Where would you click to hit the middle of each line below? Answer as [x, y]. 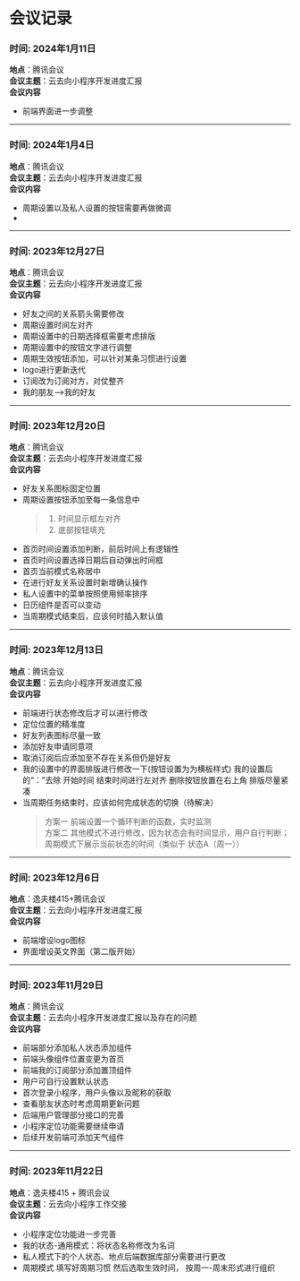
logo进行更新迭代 [54, 370]
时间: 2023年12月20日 [58, 426]
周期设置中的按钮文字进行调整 [77, 348]
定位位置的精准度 [54, 724]
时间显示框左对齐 [89, 519]
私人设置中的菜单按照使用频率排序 [85, 594]
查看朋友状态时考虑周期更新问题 [81, 1104]
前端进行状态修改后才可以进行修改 [85, 712]
